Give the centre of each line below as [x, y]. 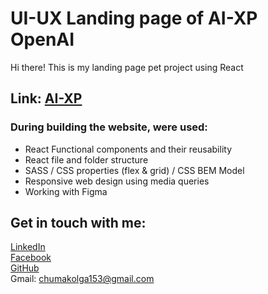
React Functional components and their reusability [128, 149]
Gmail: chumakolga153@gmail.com [82, 279]
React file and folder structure [86, 159]
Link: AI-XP [46, 98]
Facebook [31, 258]
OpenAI [42, 39]
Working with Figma [66, 191]
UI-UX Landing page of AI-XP [134, 18]
